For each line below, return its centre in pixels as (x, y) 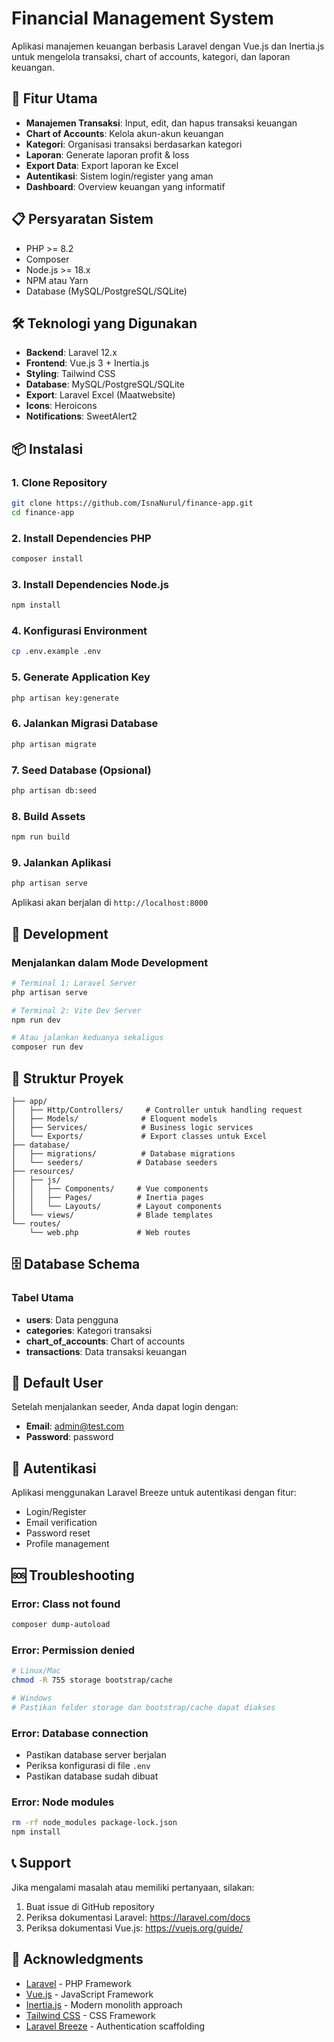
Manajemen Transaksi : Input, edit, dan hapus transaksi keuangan (161, 123)
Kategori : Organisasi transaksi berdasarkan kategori (134, 144)
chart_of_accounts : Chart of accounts (105, 1341)
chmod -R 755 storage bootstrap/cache (92, 1680)
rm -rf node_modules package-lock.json (94, 1823)
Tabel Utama (42, 1298)
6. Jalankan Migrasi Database (85, 724)
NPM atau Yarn (57, 280)
